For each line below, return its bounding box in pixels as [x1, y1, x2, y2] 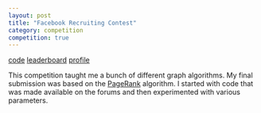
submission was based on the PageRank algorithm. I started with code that [8, 79, 254, 89]
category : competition [8, 26, 84, 34]
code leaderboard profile [8, 55, 90, 65]
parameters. [8, 96, 49, 105]
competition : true [8, 33, 69, 42]
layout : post [8, 11, 52, 20]
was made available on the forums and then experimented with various [8, 88, 241, 97]
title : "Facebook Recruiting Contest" [8, 19, 137, 27]
